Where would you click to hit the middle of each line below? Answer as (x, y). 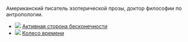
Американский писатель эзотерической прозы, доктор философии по (94, 8)
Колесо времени (43, 33)
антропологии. (24, 14)
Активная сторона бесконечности (65, 26)
